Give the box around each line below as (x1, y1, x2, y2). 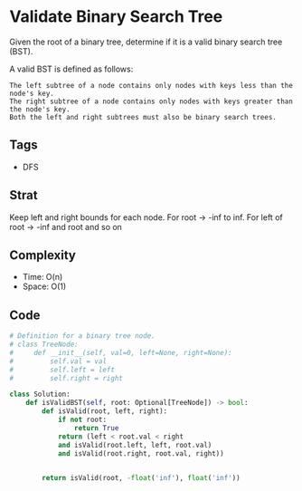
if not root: (57, 415, 107, 425)
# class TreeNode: (9, 340, 79, 350)
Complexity (9, 247, 77, 263)
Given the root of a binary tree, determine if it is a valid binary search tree (9, 36, 283, 47)
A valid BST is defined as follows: (9, 63, 134, 74)
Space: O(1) (22, 281, 67, 292)
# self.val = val (9, 356, 107, 366)
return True (73, 423, 119, 432)
